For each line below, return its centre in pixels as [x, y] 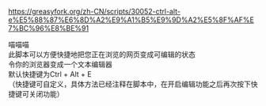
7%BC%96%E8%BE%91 [49, 28]
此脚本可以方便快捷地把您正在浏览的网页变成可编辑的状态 [102, 54]
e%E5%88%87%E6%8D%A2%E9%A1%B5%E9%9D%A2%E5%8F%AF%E [131, 20]
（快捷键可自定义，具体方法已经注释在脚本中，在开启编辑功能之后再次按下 [129, 84]
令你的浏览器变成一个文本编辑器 [60, 64]
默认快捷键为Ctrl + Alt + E [50, 74]
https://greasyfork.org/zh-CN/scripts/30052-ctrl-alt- [94, 11]
